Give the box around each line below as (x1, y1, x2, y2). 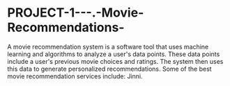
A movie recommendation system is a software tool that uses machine (7, 42, 209, 51)
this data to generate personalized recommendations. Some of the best (7, 64, 212, 73)
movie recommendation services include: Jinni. (7, 71, 143, 80)
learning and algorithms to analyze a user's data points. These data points (7, 50, 220, 58)
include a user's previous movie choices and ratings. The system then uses (7, 57, 224, 65)
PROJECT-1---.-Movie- (7, 5, 144, 21)
